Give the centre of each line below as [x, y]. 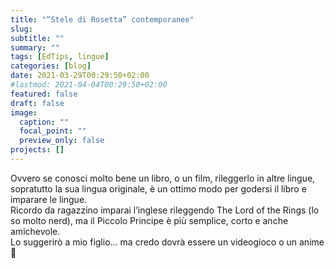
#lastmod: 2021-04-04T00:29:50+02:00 [89, 85]
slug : [21, 29]
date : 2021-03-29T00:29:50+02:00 [80, 76]
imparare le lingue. [49, 199]
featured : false [44, 94]
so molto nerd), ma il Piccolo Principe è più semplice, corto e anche [149, 220]
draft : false [37, 103]
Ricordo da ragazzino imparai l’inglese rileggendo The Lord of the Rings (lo [165, 210]
